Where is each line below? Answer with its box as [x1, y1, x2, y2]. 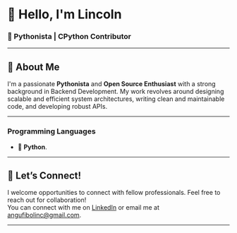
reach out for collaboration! [7, 196, 87, 204]
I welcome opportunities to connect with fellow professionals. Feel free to [7, 189, 221, 197]
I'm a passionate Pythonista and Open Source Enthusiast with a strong [7, 80, 217, 88]
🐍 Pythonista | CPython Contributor [7, 32, 132, 42]
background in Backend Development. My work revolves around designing [7, 88, 224, 96]
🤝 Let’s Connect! [7, 169, 82, 181]
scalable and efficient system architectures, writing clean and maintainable [7, 95, 225, 103]
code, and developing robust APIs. [7, 102, 108, 111]
